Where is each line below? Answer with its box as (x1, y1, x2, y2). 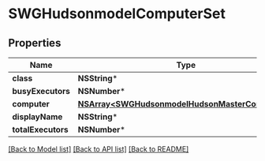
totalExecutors (12, 124, 69, 135)
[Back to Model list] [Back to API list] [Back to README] (8, 144, 189, 154)
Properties (8, 36, 62, 50)
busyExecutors (12, 86, 71, 96)
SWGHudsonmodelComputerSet (8, 5, 226, 23)
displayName (12, 111, 63, 122)
